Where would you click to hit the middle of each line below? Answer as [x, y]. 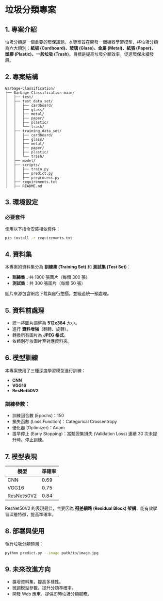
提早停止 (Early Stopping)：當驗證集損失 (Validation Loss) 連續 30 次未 [82, 434]
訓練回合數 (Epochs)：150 [38, 416]
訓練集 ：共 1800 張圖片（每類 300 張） [51, 277]
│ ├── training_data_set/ [33, 131]
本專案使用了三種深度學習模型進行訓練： [45, 370]
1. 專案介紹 [21, 29]
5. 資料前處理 [25, 310]
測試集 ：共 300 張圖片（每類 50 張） [49, 283]
